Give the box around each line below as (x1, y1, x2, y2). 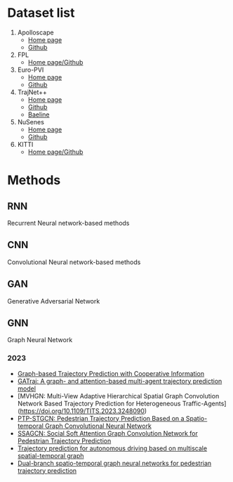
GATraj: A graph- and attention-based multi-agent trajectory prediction (17, 377, 222, 385)
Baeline (27, 110, 50, 119)
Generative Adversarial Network (7, 297, 100, 305)
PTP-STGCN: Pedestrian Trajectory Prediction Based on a (17, 414, 185, 422)
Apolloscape (17, 28, 54, 37)
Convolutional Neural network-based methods (7, 258, 141, 266)
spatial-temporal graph (17, 451, 84, 460)
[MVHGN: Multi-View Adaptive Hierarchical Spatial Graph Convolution (17, 391, 220, 400)
